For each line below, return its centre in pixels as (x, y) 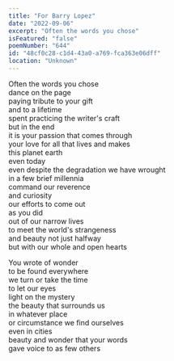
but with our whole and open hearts (68, 246)
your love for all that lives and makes (70, 144)
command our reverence (49, 187)
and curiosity (30, 195)
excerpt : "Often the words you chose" (74, 31)
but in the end (32, 127)
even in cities (30, 331)
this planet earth (36, 152)
